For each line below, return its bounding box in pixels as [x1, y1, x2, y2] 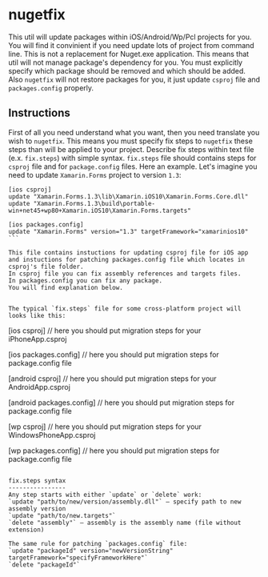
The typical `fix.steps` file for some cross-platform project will [8, 304, 242, 313]
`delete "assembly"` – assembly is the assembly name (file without [8, 519, 242, 527]
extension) [8, 526, 45, 534]
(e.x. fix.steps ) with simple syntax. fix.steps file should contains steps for [8, 153, 257, 162]
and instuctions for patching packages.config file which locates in [8, 255, 246, 263]
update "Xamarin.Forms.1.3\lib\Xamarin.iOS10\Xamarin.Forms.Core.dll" [8, 192, 249, 201]
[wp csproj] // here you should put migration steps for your [8, 422, 202, 431]
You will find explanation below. [8, 283, 124, 291]
